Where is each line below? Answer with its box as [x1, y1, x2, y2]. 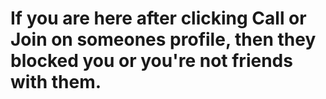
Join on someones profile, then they [10, 28, 317, 51]
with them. [10, 71, 102, 94]
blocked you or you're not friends [10, 50, 293, 72]
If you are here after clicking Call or [10, 7, 307, 30]
